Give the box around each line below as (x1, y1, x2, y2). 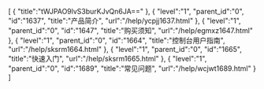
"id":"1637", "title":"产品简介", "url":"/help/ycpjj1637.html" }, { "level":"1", (8, 16, 242, 25)
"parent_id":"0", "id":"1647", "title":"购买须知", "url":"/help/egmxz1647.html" (8, 26, 254, 35)
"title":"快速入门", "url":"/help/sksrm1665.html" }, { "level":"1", (8, 54, 207, 63)
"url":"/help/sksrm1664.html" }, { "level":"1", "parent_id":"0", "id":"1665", (8, 45, 242, 54)
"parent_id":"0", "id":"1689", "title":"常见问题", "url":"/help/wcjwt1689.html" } (8, 64, 256, 73)
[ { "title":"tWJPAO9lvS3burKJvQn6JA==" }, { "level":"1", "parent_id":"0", (8, 7, 244, 16)
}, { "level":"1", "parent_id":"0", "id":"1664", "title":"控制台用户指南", (8, 35, 226, 45)
